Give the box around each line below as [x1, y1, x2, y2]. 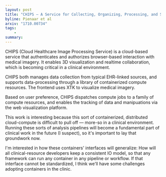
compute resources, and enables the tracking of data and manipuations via [5, 99, 158, 105]
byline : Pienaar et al [5, 16, 52, 21]
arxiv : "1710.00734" [5, 21, 48, 26]
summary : [5, 35, 23, 40]
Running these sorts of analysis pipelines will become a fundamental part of [5, 124, 160, 130]
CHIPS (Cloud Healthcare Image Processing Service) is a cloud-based [5, 48, 148, 55]
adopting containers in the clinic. [5, 166, 72, 172]
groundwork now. [5, 135, 41, 141]
